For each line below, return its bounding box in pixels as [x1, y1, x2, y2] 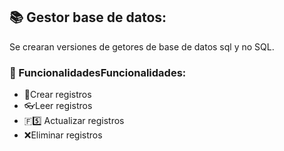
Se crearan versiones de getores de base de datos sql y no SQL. [9, 40, 275, 53]
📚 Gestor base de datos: [9, 9, 167, 26]
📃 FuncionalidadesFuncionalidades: [9, 65, 187, 79]
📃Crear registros [23, 89, 92, 101]
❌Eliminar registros [23, 129, 103, 141]
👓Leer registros [23, 100, 93, 112]
